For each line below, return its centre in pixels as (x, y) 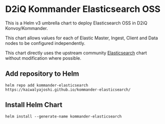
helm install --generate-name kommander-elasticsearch (63, 116)
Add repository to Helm (42, 74)
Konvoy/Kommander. (27, 28)
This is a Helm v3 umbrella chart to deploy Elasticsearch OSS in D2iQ (76, 23)
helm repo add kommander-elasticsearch (47, 85)
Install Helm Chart (34, 105)
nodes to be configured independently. (45, 43)
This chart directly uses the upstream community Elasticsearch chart (76, 53)
